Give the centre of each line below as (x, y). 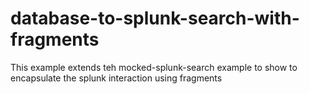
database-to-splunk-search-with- (155, 18)
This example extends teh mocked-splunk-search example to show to (154, 67)
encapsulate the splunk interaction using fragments (116, 78)
